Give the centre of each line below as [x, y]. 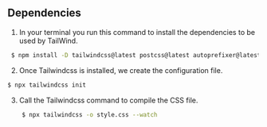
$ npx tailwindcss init [47, 85]
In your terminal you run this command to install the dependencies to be [137, 32]
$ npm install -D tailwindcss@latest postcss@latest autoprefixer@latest [136, 55]
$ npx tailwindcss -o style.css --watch [90, 114]
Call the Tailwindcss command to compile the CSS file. [108, 100]
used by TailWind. [48, 40]
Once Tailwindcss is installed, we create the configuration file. [121, 70]
